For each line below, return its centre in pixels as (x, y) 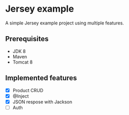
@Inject (21, 96)
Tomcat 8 (23, 62)
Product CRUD (28, 90)
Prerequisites (27, 39)
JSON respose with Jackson (42, 102)
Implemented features (41, 78)
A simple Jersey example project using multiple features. (65, 23)
